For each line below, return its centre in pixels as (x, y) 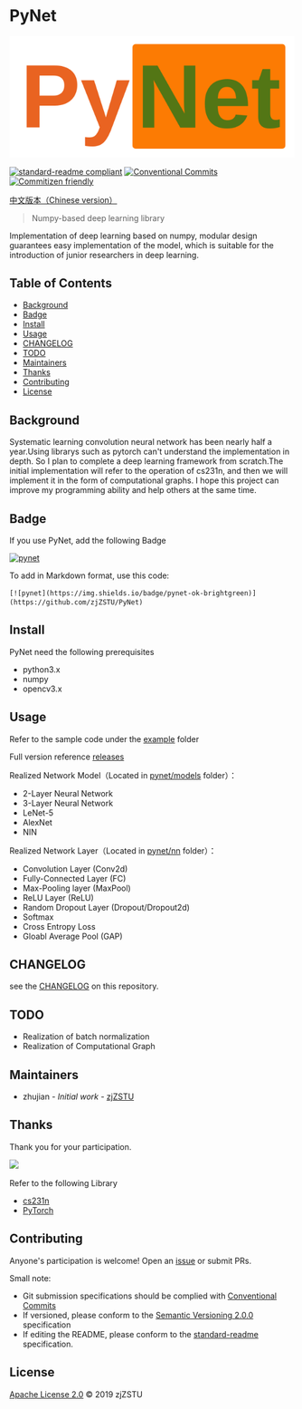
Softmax (38, 917)
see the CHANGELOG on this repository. (84, 986)
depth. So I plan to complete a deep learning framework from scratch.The (146, 461)
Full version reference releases (67, 757)
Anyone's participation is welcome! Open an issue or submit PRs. (130, 1260)
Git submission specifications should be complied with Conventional (150, 1296)
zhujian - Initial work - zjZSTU (78, 1096)
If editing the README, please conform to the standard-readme (141, 1334)
